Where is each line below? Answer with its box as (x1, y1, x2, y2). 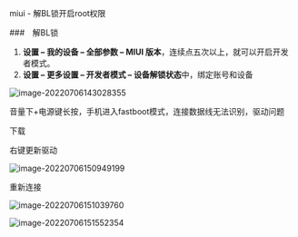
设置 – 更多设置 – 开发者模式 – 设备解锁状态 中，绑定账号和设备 (22, 69, 253, 80)
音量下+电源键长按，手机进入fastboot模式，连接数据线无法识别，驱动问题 (9, 106, 284, 116)
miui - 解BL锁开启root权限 (9, 8, 106, 18)
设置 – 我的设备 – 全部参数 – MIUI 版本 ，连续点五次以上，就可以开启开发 (22, 46, 289, 57)
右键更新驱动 (9, 144, 57, 155)
